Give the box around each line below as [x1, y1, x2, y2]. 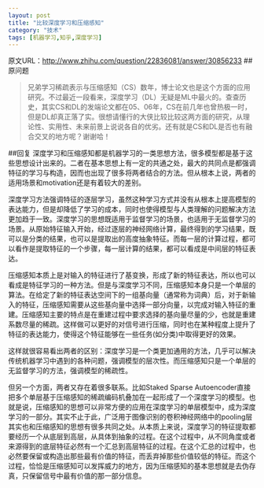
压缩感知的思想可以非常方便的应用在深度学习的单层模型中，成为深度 [35, 402, 256, 412]
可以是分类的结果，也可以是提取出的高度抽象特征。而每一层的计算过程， [8, 234, 242, 244]
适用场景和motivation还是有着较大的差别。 [8, 178, 145, 187]
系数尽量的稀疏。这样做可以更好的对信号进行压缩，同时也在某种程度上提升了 [8, 320, 256, 329]
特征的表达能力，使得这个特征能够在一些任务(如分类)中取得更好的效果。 [8, 330, 241, 339]
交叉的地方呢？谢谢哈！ [34, 131, 111, 142]
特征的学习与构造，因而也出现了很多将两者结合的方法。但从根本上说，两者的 [8, 168, 256, 178]
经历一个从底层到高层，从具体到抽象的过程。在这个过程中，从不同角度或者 [14, 432, 256, 442]
